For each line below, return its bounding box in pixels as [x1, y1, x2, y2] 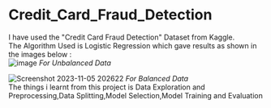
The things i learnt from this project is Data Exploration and [8, 82, 205, 92]
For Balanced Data [125, 73, 189, 83]
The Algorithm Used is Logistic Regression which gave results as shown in [8, 40, 257, 50]
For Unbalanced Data [39, 58, 111, 68]
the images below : [8, 49, 72, 59]
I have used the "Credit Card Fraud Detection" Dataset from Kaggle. [8, 32, 235, 42]
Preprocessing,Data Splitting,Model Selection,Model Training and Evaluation [8, 90, 264, 100]
